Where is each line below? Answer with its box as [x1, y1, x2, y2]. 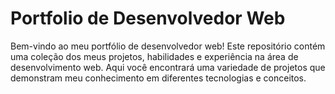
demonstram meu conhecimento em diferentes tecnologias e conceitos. [10, 72, 307, 84]
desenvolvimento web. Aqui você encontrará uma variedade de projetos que [10, 61, 326, 73]
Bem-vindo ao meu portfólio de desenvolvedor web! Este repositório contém [10, 40, 326, 52]
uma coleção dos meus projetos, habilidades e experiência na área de [10, 50, 299, 62]
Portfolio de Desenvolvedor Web [10, 7, 286, 30]
